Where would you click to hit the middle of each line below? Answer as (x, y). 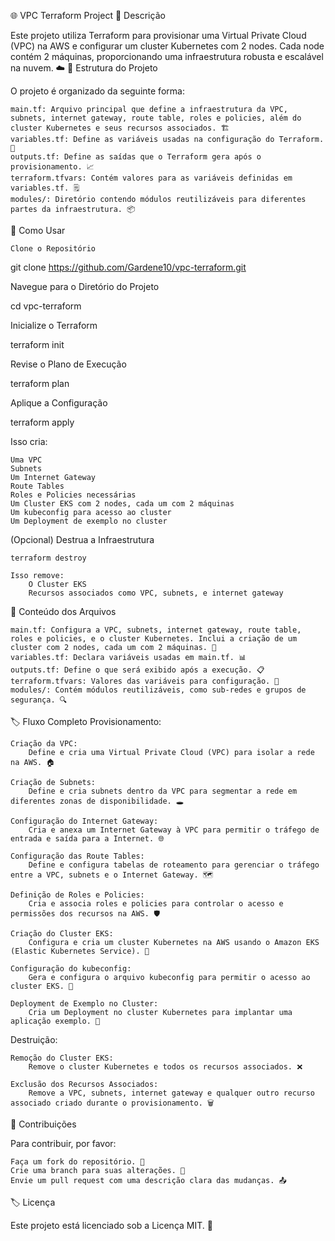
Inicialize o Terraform (54, 325)
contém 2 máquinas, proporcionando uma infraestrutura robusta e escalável (167, 56)
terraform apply (42, 422)
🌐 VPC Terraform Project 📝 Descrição (88, 15)
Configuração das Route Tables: (77, 856)
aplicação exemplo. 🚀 (55, 1021)
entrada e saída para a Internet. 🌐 (87, 839)
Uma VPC (26, 460)
